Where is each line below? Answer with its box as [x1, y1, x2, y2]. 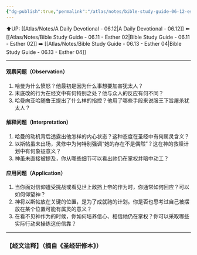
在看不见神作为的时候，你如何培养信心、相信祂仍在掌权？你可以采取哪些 [14, 213, 189, 220]
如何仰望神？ [14, 191, 46, 198]
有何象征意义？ [25, 148, 62, 155]
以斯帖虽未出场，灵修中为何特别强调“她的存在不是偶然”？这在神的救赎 [14, 140, 184, 147]
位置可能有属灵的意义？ [35, 206, 92, 213]
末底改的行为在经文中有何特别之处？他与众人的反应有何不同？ [14, 89, 164, 97]
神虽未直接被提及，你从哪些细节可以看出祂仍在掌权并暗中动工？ [14, 155, 169, 162]
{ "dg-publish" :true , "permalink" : [6, 8, 88, 15]
